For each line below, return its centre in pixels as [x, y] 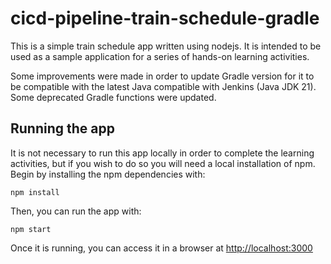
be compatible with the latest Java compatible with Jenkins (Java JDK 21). [163, 86]
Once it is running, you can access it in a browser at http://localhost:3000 [161, 248]
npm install [35, 192]
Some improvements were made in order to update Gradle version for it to [162, 76]
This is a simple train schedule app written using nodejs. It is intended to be [166, 46]
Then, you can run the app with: [76, 211]
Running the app [62, 128]
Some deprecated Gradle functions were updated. [113, 97]
